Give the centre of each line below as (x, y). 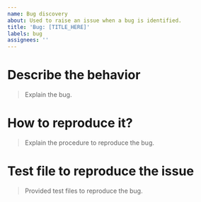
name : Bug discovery (38, 14)
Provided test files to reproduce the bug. (84, 191)
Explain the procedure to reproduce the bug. (89, 143)
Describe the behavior (74, 75)
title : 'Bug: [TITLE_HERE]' (49, 27)
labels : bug (25, 34)
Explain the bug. (48, 95)
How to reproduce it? (70, 123)
